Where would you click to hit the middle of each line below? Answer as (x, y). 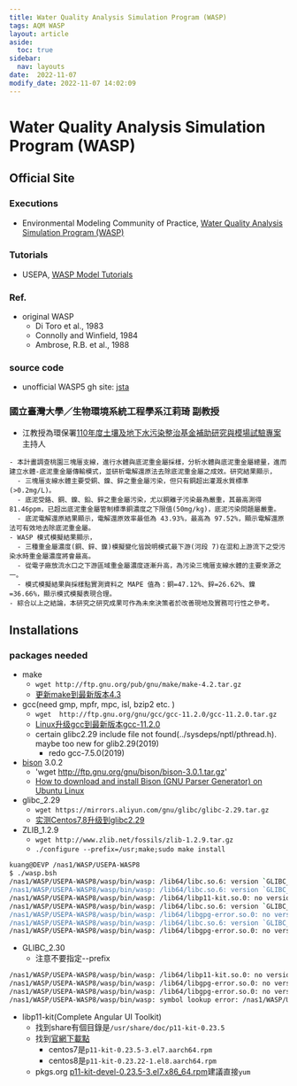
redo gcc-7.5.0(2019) (87, 753)
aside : (21, 42)
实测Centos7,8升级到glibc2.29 (90, 820)
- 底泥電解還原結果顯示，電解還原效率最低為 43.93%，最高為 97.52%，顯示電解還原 (151, 519)
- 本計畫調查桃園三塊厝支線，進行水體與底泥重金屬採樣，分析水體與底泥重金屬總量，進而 (148, 462)
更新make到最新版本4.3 (78, 695)
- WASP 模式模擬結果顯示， (53, 537)
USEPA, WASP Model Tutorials (77, 274)
